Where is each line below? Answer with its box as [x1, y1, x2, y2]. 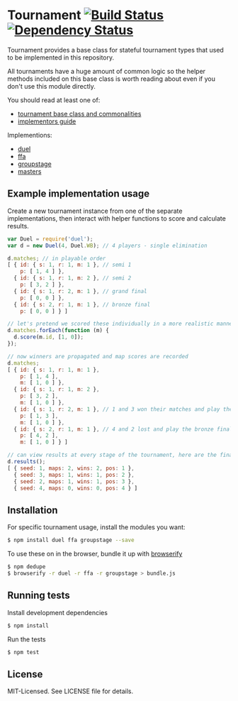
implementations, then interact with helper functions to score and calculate [7, 214, 227, 223]
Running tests [7, 590, 71, 602]
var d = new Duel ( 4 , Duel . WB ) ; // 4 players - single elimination [7, 242, 208, 249]
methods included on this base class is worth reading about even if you [7, 74, 216, 83]
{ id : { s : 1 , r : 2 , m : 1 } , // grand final [13, 287, 147, 294]
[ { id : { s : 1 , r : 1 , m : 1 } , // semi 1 [7, 261, 132, 269]
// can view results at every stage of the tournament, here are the [7, 451, 217, 459]
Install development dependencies [7, 608, 108, 617]
